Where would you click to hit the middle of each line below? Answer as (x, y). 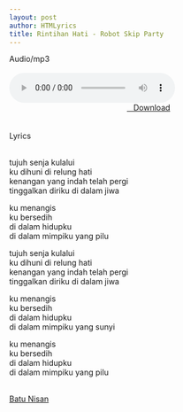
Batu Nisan (29, 399)
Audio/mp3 (30, 59)
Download (152, 108)
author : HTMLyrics (43, 26)
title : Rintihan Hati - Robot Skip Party (87, 34)
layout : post (33, 17)
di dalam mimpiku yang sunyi (62, 327)
